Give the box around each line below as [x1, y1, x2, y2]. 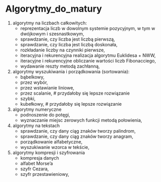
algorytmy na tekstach [12, 123, 60, 129]
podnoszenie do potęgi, [20, 111, 70, 117]
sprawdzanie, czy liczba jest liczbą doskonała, [20, 41, 118, 47]
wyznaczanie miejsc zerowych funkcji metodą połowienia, [20, 117, 143, 123]
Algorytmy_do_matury [5, 3, 102, 15]
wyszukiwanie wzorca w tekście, [20, 144, 90, 150]
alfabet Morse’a [20, 160, 53, 166]
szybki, [20, 95, 36, 102]
